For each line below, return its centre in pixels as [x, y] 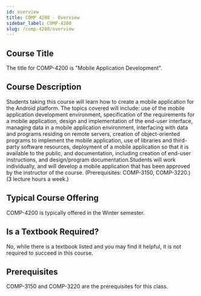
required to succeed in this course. [50, 253]
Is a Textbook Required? [53, 232]
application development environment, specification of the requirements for [100, 114]
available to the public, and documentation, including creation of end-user [99, 153]
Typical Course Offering [52, 198]
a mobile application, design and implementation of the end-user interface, [100, 121]
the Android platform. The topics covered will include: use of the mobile [95, 108]
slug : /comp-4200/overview [40, 29]
